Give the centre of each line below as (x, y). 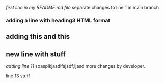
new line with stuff (36, 54)
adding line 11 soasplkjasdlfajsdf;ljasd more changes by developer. (76, 66)
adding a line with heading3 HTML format (58, 20)
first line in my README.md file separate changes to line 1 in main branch (83, 7)
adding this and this (38, 37)
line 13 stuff (18, 76)
